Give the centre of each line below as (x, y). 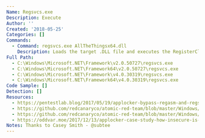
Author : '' (20, 23)
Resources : (20, 97)
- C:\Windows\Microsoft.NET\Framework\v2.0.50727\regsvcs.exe (92, 63)
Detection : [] (24, 92)
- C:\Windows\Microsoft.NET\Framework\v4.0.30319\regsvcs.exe (92, 74)
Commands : (19, 40)
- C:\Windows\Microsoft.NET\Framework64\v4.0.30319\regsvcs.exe (95, 80)
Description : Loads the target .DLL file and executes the (94, 52)
